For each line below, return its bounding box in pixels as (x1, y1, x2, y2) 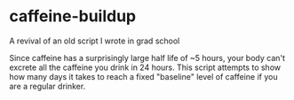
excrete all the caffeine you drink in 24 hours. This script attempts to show (9, 62, 282, 73)
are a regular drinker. (9, 81, 86, 91)
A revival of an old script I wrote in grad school (9, 35, 180, 46)
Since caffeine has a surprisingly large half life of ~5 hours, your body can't (9, 52, 286, 63)
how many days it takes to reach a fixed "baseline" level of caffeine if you (9, 71, 278, 81)
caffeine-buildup (9, 6, 136, 27)
